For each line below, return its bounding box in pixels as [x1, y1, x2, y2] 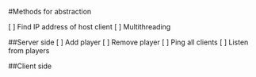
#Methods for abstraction [8, 7, 92, 16]
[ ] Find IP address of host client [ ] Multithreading [8, 22, 171, 31]
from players [8, 46, 50, 55]
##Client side [8, 61, 52, 71]
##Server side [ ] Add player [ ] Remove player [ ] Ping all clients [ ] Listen [8, 37, 249, 47]
